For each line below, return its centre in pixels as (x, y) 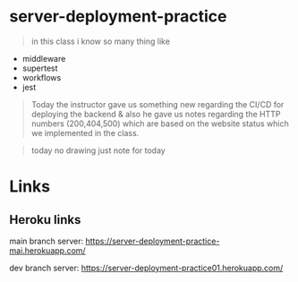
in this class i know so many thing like (100, 41)
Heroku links (45, 220)
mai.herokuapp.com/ (48, 250)
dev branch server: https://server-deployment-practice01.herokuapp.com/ (146, 268)
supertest (40, 68)
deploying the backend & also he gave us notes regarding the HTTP (156, 114)
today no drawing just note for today (98, 150)
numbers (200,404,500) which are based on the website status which (160, 124)
